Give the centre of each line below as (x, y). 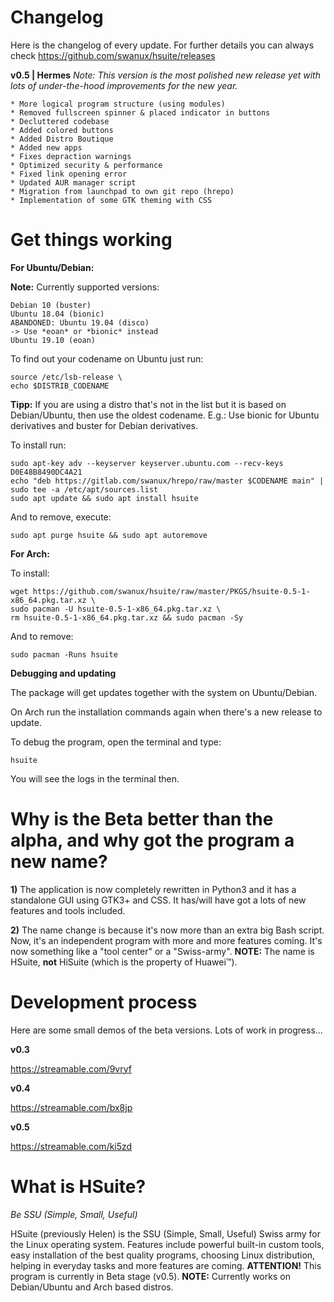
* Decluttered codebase (60, 121)
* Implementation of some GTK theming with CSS (111, 200)
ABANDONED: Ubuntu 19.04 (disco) (80, 322)
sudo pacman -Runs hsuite (64, 654)
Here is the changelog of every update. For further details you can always (162, 45)
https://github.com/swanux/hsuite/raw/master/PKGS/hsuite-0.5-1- (171, 591)
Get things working (91, 240)
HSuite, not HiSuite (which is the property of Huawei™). (124, 962)
